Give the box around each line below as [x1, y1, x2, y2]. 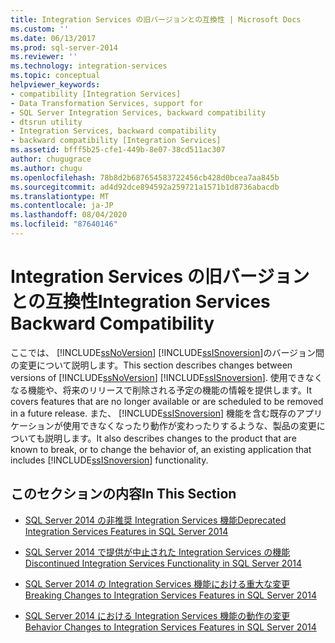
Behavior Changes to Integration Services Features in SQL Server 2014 [24, 621, 317, 633]
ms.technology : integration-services [10, 61, 168, 71]
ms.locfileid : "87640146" [10, 219, 118, 230]
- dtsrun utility [10, 117, 83, 127]
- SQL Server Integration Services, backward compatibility [10, 107, 267, 118]
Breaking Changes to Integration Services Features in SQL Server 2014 [24, 589, 317, 601]
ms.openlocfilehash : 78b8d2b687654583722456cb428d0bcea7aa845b [10, 172, 280, 183]
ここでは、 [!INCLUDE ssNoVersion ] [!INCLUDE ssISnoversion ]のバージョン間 [10, 346, 325, 358]
